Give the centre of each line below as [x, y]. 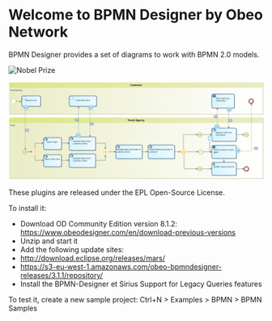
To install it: [28, 208]
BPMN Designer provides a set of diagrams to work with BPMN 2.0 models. [134, 54]
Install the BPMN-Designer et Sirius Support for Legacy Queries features [141, 284]
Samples [23, 308]
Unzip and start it [49, 241]
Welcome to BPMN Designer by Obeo [136, 15]
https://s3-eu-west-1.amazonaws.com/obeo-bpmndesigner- [121, 266]
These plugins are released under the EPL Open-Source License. [117, 192]
